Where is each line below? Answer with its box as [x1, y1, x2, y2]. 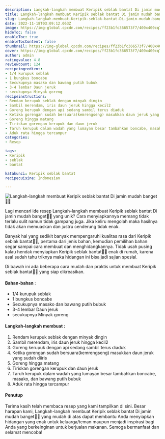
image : [5, 26, 19, 30]
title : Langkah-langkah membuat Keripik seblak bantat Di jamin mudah [5, 12, 153, 17]
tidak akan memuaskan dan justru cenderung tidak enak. [5, 224, 120, 230]
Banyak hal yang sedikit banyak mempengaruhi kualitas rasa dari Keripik [5, 233, 152, 239]
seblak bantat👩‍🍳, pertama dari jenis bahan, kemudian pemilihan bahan [5, 239, 148, 245]
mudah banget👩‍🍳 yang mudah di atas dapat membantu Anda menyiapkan [5, 413, 155, 419]
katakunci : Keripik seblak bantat [5, 171, 76, 176]
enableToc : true [5, 35, 38, 40]
